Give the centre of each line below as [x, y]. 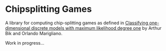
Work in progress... [25, 43]
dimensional [18, 28]
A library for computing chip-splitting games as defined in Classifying [77, 23]
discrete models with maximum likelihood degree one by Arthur [96, 28]
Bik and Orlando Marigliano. [34, 33]
